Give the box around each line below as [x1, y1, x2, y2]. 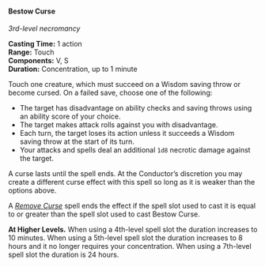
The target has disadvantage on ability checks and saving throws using [19, 103, 252, 113]
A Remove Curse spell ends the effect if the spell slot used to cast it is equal [8, 201, 256, 211]
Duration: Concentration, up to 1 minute [8, 64, 138, 74]
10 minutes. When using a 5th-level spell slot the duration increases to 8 [8, 233, 243, 243]
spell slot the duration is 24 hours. [8, 250, 119, 260]
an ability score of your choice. [19, 111, 121, 122]
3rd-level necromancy [8, 24, 81, 33]
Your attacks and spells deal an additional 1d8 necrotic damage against [19, 145, 251, 155]
